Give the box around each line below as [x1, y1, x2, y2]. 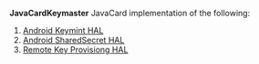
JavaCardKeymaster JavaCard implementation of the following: [9, 8, 251, 18]
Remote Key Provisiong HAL [22, 44, 129, 55]
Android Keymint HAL [22, 25, 104, 35]
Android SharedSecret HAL [22, 35, 125, 45]
